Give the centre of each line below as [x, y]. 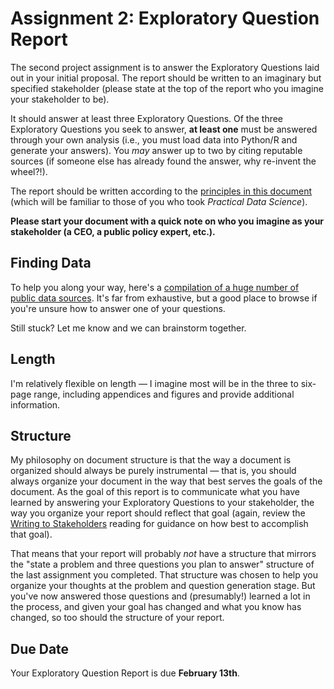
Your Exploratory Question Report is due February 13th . [125, 673]
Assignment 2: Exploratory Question [165, 18]
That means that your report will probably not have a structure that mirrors [163, 554]
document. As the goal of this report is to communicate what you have [155, 492]
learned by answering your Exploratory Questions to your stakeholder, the [162, 503]
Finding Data [51, 263]
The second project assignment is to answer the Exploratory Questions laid [165, 67]
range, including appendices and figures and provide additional [164, 394]
